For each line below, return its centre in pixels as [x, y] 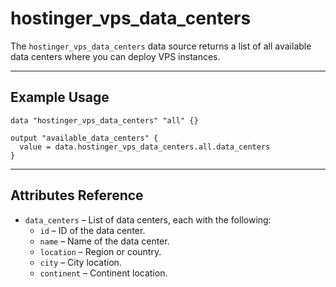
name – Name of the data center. [104, 241]
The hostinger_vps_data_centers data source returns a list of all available [161, 46]
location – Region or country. [100, 251]
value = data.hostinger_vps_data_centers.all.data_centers [145, 147]
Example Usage [60, 97]
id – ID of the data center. [92, 230]
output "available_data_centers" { [84, 138]
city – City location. [80, 262]
